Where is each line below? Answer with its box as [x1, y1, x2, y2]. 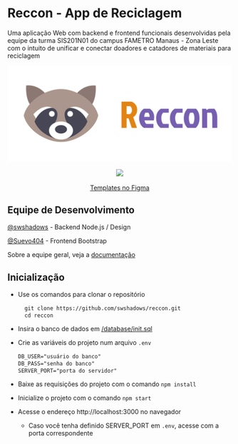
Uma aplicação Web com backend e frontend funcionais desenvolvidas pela [7, 29, 231, 37]
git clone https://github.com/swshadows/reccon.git [24, 305, 181, 312]
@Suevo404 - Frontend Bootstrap [7, 237, 107, 246]
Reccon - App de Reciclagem [7, 5, 182, 21]
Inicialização [7, 271, 66, 283]
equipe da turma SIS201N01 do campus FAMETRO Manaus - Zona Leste [7, 36, 219, 44]
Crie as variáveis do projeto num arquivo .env [17, 338, 152, 347]
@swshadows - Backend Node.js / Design [7, 223, 131, 231]
